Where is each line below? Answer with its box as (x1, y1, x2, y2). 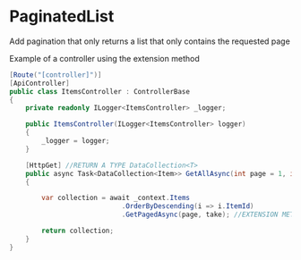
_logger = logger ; (41, 137, 110, 146)
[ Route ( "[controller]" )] (9, 70, 102, 80)
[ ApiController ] (9, 79, 70, 88)
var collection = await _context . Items (41, 194, 191, 203)
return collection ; (41, 226, 115, 236)
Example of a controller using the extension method (9, 53, 200, 63)
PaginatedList (9, 6, 115, 27)
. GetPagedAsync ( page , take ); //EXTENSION (121, 210, 279, 220)
